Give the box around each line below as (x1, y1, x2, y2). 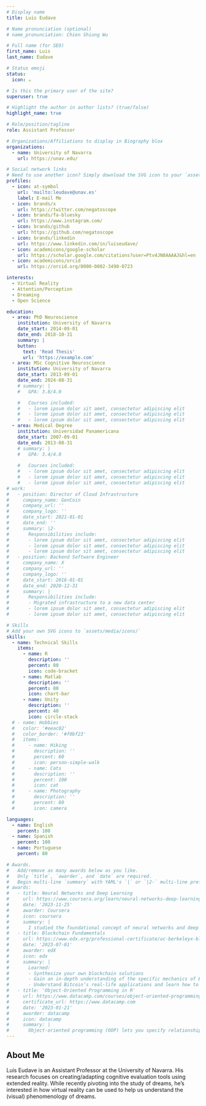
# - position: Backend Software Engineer (6, 554, 120, 560)
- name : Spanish (12, 834, 53, 840)
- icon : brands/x (12, 200, 56, 207)
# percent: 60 (12, 754, 64, 760)
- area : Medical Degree (12, 422, 72, 429)
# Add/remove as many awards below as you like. (6, 867, 139, 874)
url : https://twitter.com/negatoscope (17, 207, 116, 213)
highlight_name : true (6, 110, 62, 117)
